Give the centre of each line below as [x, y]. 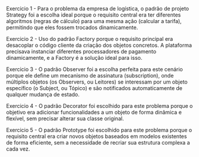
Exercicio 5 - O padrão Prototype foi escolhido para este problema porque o [99, 130]
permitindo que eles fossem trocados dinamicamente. [72, 27]
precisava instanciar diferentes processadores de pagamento [81, 52]
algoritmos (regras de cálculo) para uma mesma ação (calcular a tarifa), [94, 21]
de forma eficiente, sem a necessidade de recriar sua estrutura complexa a [98, 142]
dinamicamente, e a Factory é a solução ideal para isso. [74, 58]
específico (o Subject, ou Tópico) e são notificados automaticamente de [94, 88]
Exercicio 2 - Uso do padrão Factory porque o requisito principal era [90, 39]
